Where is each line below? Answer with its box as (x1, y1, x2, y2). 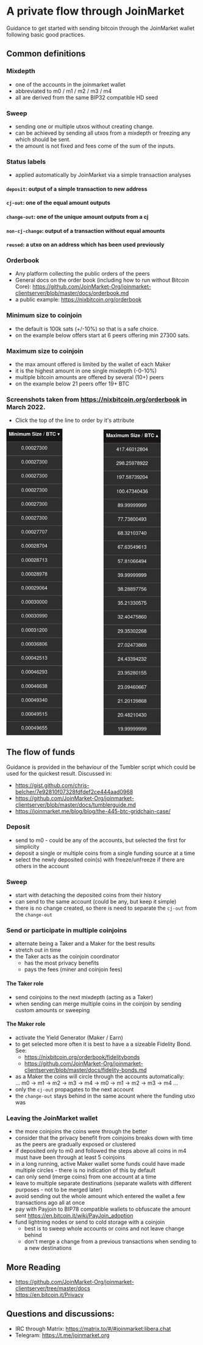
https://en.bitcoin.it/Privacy (15, 1291, 84, 1298)
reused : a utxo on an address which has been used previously (6, 241, 165, 248)
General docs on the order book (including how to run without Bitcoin (15, 276, 189, 284)
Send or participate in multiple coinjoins (6, 926, 127, 935)
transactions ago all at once (15, 1199, 85, 1207)
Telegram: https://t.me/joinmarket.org (15, 1331, 110, 1339)
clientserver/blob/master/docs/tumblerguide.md (15, 801, 136, 808)
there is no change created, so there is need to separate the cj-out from (15, 904, 197, 912)
